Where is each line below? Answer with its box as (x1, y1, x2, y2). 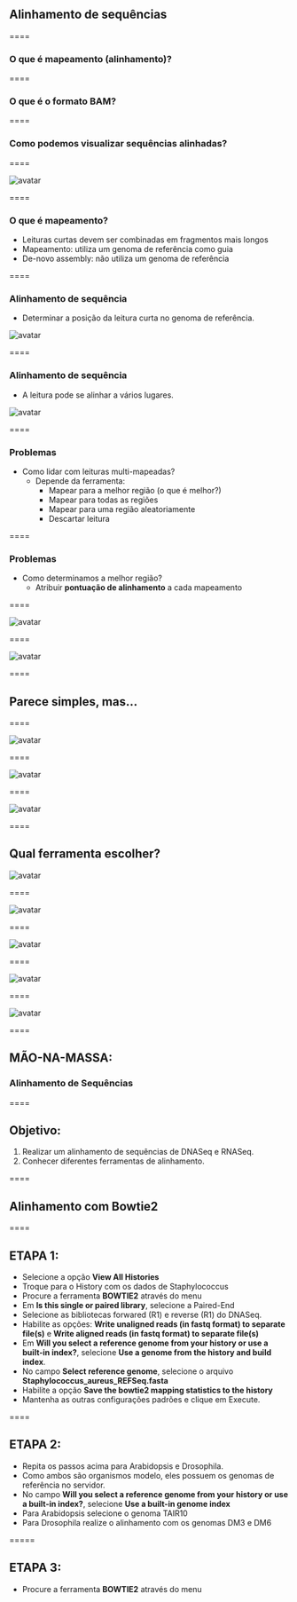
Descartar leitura (48, 513, 111, 524)
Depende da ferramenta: (35, 475, 126, 486)
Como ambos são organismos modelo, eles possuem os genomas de (21, 1470, 275, 1480)
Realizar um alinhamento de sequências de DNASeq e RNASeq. (21, 1147, 254, 1157)
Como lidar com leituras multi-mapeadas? (21, 466, 176, 477)
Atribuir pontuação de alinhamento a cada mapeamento (35, 582, 242, 593)
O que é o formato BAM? (9, 95, 117, 107)
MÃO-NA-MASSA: (9, 1051, 113, 1066)
